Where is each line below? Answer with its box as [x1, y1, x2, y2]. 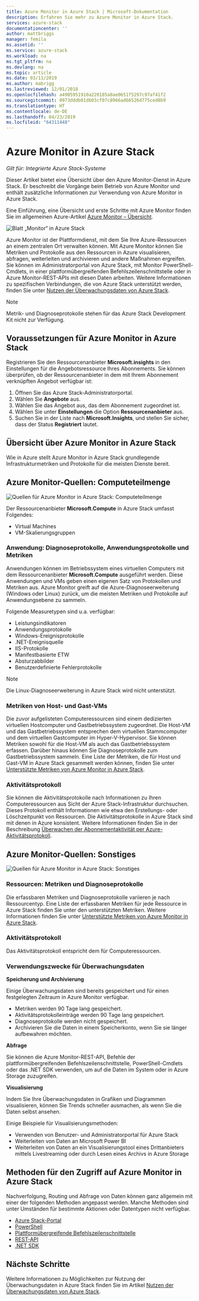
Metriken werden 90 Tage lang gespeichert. [14, 1005, 122, 1012]
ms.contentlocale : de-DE [6, 108, 68, 114]
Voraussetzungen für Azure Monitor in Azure [6, 333, 176, 344]
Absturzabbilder [14, 657, 55, 664]
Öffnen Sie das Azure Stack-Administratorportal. [14, 389, 134, 396]
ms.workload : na [6, 53, 46, 59]
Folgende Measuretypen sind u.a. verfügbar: [6, 608, 116, 615]
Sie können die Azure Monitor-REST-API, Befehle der [6, 1053, 135, 1060]
